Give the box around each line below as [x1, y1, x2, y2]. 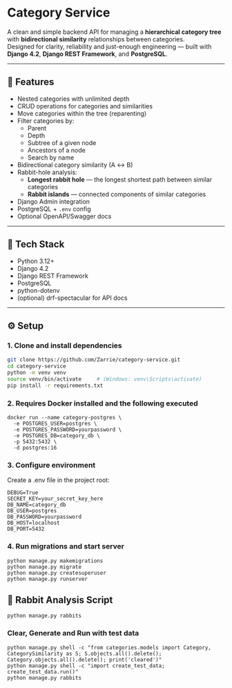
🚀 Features [7, 76, 55, 88]
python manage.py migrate [7, 563, 81, 571]
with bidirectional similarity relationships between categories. [7, 35, 185, 43]
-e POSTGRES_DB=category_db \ [13, 432, 100, 439]
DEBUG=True [7, 489, 39, 497]
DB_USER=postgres [7, 508, 57, 515]
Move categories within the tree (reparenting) [17, 109, 147, 117]
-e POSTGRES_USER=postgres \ [13, 420, 97, 427]
